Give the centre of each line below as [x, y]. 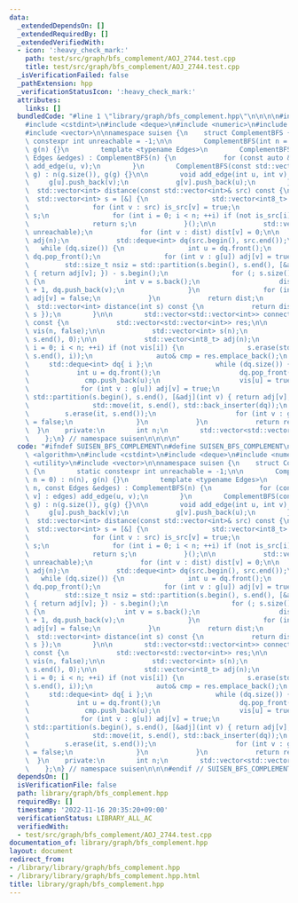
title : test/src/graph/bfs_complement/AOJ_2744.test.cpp [133, 67]
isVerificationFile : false [67, 785]
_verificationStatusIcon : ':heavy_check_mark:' [107, 91]
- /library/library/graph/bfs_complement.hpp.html [105, 875]
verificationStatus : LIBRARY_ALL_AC [85, 818]
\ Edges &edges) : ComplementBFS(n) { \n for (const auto [154, 158]
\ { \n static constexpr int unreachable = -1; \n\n [134, 471]
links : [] [43, 108]
